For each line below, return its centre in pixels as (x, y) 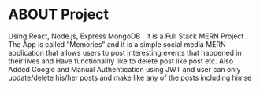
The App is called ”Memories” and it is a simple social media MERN (117, 44)
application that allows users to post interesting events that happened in (125, 52)
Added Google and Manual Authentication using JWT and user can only (124, 69)
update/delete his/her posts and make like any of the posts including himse (130, 77)
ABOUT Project (58, 14)
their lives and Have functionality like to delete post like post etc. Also (121, 61)
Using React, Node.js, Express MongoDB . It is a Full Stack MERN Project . (128, 36)
